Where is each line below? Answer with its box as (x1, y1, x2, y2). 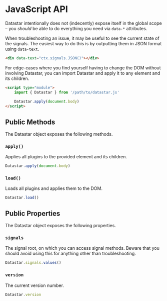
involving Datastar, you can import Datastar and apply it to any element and (5, 70, 160, 76)
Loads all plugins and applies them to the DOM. (5, 185, 102, 191)
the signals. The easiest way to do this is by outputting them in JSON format (5, 40, 162, 46)
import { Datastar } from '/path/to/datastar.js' (14, 89, 120, 95)
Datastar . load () (5, 195, 39, 200)
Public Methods (5, 118, 55, 126)
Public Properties (5, 209, 60, 218)
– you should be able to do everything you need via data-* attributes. (5, 25, 147, 31)
